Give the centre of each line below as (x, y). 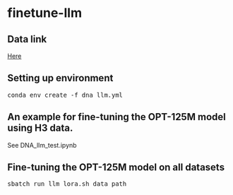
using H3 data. (40, 128)
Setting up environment (60, 78)
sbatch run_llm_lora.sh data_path (67, 184)
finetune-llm (45, 13)
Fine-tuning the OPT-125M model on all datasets (116, 167)
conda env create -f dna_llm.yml (65, 95)
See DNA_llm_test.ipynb (42, 145)
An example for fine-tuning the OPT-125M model (116, 117)
